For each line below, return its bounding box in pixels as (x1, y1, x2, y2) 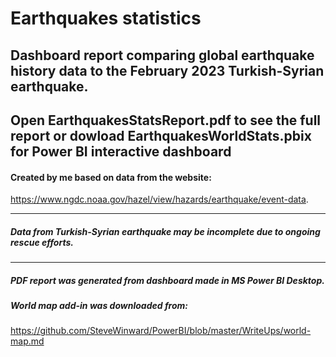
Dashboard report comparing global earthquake (10, 47, 315, 64)
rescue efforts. (10, 236, 74, 248)
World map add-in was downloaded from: (10, 300, 189, 312)
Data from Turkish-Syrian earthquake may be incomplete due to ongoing (10, 225, 321, 237)
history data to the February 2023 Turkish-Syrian (10, 62, 325, 79)
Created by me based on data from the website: (10, 171, 212, 183)
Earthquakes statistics (10, 7, 202, 30)
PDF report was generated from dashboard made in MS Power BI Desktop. (10, 274, 325, 286)
